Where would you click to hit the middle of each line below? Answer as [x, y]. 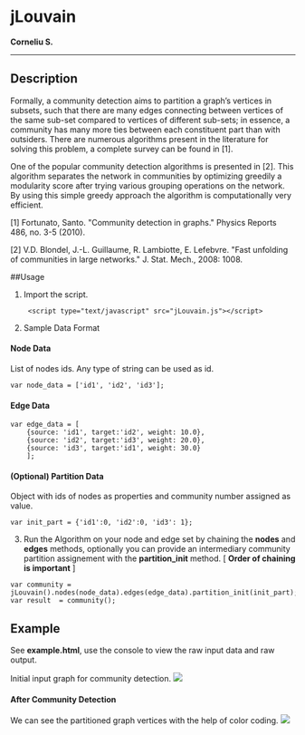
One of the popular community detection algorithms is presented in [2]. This [152, 166]
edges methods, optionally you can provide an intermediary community [157, 549]
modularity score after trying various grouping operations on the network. [148, 185]
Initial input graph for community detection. [91, 679]
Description [44, 79]
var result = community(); [63, 601]
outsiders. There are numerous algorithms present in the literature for [139, 139]
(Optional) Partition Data [57, 476]
